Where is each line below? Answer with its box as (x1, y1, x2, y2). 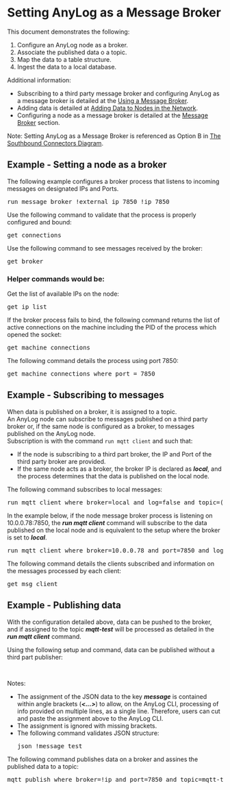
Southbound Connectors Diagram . (7, 139, 104, 147)
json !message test (16, 742, 83, 750)
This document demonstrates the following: (7, 27, 130, 36)
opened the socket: (7, 331, 62, 339)
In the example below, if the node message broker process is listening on (7, 511, 214, 520)
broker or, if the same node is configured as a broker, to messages (7, 422, 195, 430)
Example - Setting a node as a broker (7, 159, 167, 171)
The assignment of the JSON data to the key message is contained (16, 692, 207, 701)
